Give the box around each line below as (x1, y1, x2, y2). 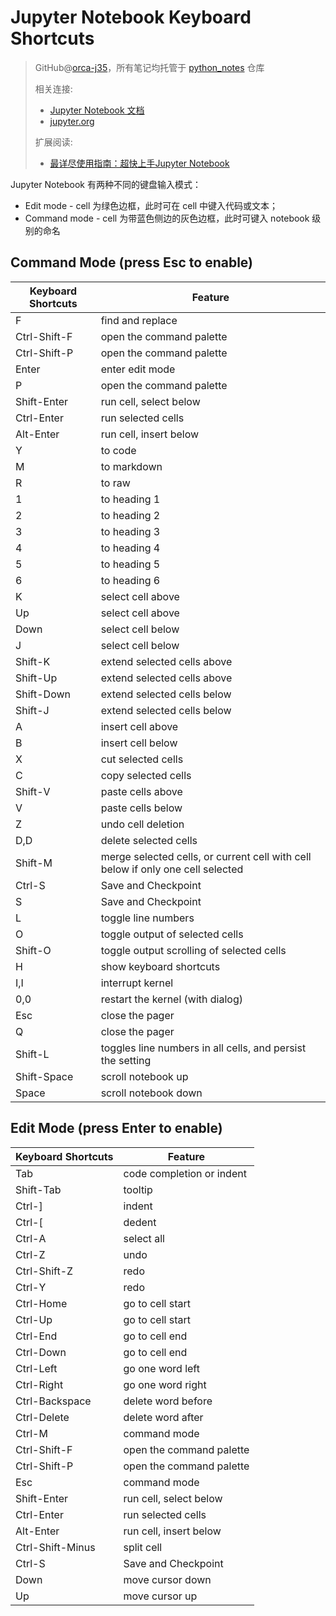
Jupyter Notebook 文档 (49, 104, 145, 116)
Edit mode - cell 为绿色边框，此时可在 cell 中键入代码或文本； (24, 199, 279, 211)
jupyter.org (49, 115, 95, 127)
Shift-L (15, 1047, 50, 1061)
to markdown (100, 459, 163, 473)
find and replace (100, 313, 178, 327)
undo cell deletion (100, 817, 185, 831)
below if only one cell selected (100, 862, 244, 876)
